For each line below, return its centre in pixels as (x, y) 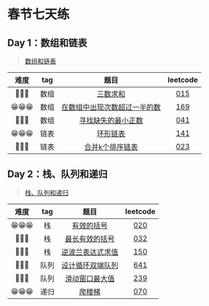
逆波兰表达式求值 (90, 252)
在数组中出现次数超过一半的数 (111, 107)
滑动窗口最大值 (90, 278)
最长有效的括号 (90, 239)
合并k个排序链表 (111, 147)
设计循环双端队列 (90, 265)
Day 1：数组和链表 (47, 43)
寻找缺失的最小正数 (111, 120)
